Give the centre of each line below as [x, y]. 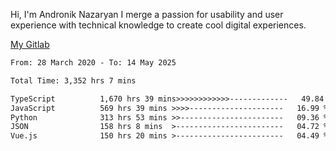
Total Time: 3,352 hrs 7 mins [73, 80]
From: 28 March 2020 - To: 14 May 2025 [93, 63]
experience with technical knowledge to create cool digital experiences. [158, 25]
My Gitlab [30, 44]
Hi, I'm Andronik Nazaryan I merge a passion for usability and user [147, 14]
